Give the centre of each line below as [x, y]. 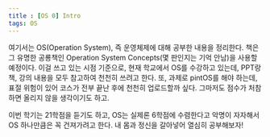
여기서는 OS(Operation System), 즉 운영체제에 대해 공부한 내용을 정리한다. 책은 [134, 47]
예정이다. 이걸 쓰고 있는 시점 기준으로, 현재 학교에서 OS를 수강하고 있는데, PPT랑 [135, 67]
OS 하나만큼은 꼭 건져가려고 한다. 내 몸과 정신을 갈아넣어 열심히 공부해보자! [126, 125]
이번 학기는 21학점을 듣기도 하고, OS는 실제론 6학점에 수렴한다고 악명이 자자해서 [134, 114]
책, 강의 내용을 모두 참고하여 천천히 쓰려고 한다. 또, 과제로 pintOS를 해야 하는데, [133, 77]
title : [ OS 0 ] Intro [45, 16]
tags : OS [23, 23]
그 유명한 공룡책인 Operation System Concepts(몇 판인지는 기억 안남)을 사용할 [133, 57]
